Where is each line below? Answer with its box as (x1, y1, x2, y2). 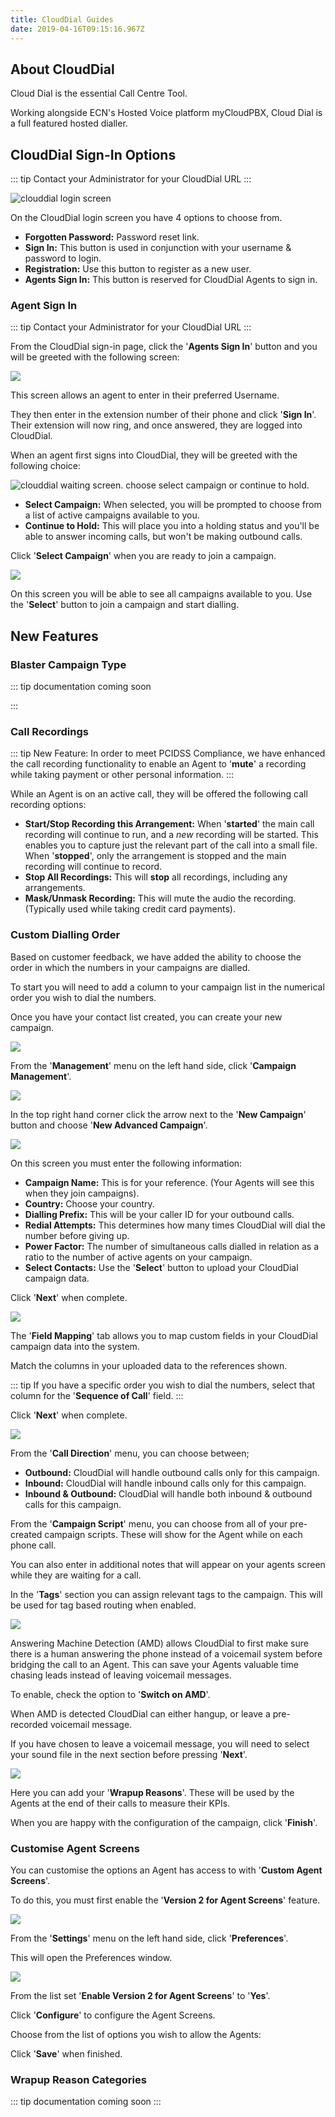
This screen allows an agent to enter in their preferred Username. (10, 389, 280, 401)
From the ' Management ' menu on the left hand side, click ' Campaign (10, 1059, 297, 1071)
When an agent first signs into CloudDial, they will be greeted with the (10, 449, 298, 461)
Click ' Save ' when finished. (10, 2048, 123, 2060)
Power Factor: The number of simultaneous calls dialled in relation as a (24, 1240, 320, 1252)
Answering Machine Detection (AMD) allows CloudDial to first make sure (10, 1637, 309, 1649)
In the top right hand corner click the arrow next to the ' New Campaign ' (10, 1108, 307, 1120)
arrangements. (24, 882, 86, 894)
